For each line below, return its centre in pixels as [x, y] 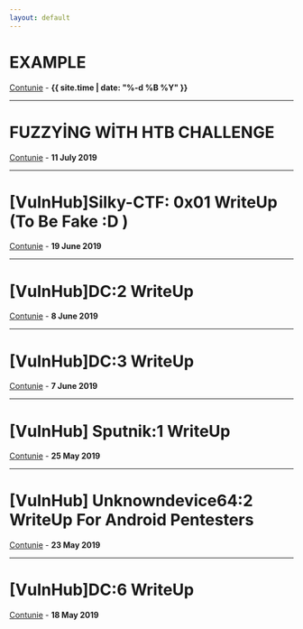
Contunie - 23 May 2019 [55, 545]
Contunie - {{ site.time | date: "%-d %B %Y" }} [99, 88]
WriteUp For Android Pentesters [132, 520]
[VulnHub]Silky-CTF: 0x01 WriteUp [143, 202]
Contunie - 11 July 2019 [53, 157]
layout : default [40, 18]
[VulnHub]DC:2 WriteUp [101, 291]
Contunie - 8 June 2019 [54, 316]
